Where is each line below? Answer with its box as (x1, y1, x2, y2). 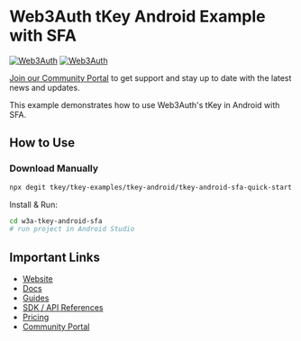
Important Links (9, 249, 101, 265)
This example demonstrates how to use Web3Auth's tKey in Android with (9, 99, 280, 110)
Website (22, 274, 54, 284)
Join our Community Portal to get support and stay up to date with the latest (9, 72, 292, 83)
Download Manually (9, 162, 99, 175)
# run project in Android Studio (9, 225, 135, 234)
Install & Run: (9, 199, 59, 210)
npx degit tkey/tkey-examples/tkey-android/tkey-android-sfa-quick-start (9, 183, 293, 192)
